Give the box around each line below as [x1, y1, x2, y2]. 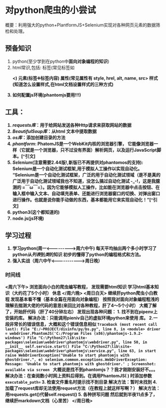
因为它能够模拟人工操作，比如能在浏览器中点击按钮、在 [47, 184, 160, 190]
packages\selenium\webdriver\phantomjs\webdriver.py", [5, 339, 121, 345]
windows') [5, 335, 26, 340]
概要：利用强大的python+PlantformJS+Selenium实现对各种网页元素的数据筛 [5, 22, 160, 28]
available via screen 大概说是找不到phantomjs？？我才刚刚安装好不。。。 [5, 366, 158, 372]
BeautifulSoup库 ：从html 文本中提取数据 [12, 128, 97, 134]
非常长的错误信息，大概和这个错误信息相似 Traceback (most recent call [9, 321, 158, 327]
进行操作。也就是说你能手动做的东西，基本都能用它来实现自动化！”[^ [12, 197, 154, 203]
